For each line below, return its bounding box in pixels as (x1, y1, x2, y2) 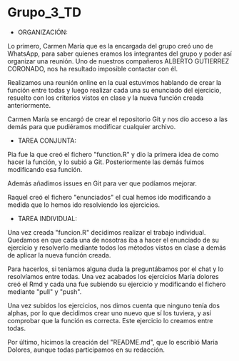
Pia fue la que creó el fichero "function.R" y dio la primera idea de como (7, 150, 219, 158)
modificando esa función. (7, 165, 83, 173)
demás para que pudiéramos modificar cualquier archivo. (7, 122, 176, 131)
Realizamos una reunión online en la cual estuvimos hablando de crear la (7, 78, 222, 86)
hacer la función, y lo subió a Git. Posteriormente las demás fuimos (7, 158, 205, 166)
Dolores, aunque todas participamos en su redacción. (7, 345, 166, 354)
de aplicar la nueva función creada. (7, 250, 111, 259)
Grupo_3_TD (7, 4, 82, 21)
